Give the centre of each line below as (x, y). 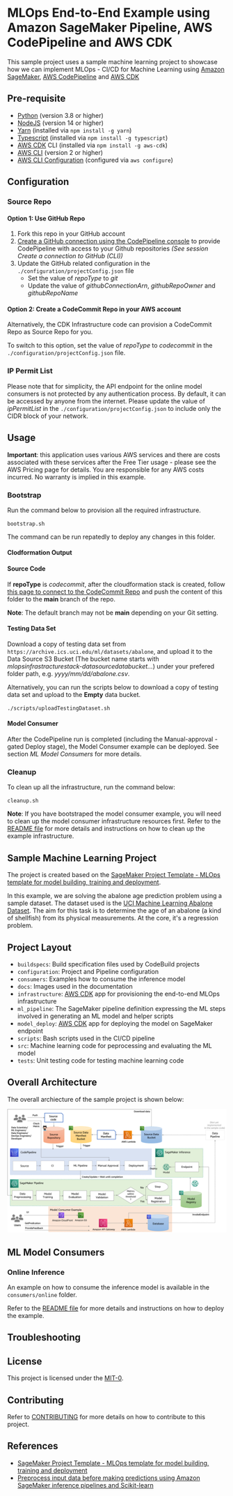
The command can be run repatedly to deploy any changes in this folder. (111, 537)
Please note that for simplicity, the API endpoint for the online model (105, 386)
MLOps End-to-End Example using (109, 13)
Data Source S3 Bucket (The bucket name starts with (83, 659)
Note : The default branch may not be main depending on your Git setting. (113, 613)
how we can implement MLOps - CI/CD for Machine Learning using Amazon (116, 69)
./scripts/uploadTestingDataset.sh (59, 708)
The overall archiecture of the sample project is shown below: (96, 1099)
